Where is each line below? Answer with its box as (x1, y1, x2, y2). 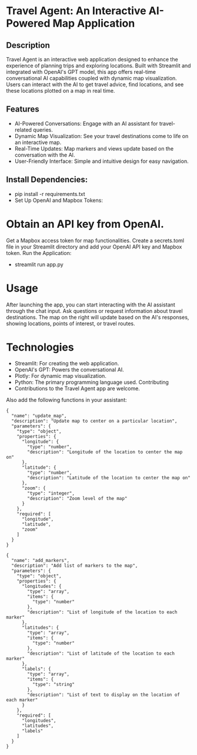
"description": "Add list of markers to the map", (11, 563, 138, 569)
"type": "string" (32, 682, 75, 688)
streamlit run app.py (14, 261, 64, 268)
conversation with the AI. (14, 151, 75, 158)
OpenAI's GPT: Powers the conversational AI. (14, 366, 125, 373)
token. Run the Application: (6, 249, 72, 256)
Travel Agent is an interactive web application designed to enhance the (6, 56, 178, 63)
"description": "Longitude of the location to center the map (27, 449, 183, 455)
